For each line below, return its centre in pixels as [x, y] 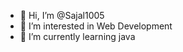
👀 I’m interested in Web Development [96, 26]
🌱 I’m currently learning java [77, 36]
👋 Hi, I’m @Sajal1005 [62, 15]
